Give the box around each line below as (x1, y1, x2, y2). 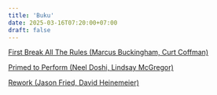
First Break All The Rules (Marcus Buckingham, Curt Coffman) (8, 48, 209, 57)
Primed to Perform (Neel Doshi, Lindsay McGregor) (8, 63, 175, 72)
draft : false (8, 26, 51, 34)
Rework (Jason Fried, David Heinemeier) (8, 78, 140, 87)
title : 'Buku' (8, 11, 55, 20)
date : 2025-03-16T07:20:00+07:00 (8, 19, 118, 27)
